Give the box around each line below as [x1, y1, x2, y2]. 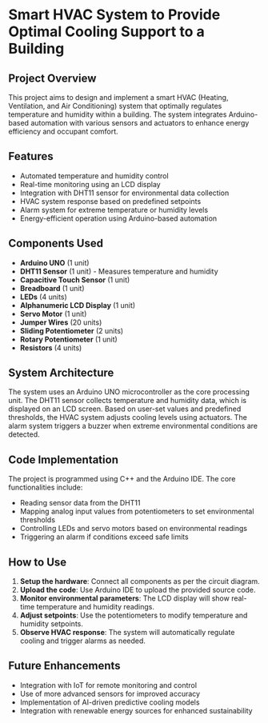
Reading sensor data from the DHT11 [19, 498, 141, 508]
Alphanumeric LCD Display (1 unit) [19, 300, 136, 310]
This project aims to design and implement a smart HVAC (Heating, [8, 93, 229, 102]
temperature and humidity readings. [36, 602, 154, 612]
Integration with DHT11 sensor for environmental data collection [19, 188, 230, 198]
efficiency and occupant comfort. [8, 126, 118, 136]
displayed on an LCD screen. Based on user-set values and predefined [8, 404, 242, 413]
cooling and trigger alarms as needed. [19, 636, 146, 645]
